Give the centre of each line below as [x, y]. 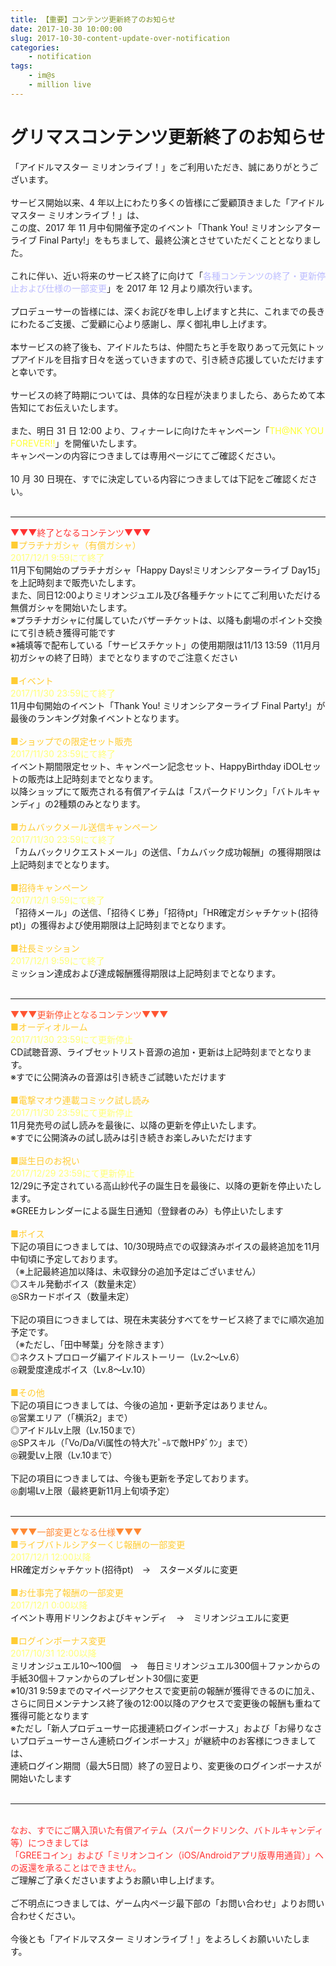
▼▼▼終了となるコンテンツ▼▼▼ [81, 532]
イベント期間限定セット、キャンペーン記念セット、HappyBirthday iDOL [157, 766]
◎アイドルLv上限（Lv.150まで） [76, 1430]
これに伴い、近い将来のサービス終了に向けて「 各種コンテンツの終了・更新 [163, 275]
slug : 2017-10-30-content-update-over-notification [120, 38]
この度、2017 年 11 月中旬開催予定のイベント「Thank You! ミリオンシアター [166, 227]
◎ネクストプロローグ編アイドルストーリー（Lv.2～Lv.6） [127, 1357]
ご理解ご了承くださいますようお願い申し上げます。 [115, 1880]
